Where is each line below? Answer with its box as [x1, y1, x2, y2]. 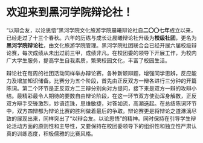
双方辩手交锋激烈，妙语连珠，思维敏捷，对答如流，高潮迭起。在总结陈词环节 [6, 100, 197, 107]
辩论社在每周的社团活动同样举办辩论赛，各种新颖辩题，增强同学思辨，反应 [6, 69, 192, 77]
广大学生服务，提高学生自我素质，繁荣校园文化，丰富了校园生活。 [6, 57, 170, 64]
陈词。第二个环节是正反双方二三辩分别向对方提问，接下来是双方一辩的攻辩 [6, 84, 192, 92]
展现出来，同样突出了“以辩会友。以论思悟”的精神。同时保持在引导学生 [16, 115, 192, 122]
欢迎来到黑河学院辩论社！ [6, 5, 134, 19]
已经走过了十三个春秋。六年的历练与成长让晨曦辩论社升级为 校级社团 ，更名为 [6, 34, 197, 41]
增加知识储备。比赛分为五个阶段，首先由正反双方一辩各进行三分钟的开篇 [16, 77, 197, 84]
